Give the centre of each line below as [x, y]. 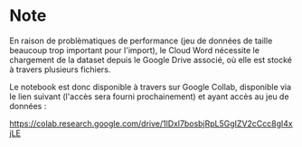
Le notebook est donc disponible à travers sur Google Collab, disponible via [151, 87]
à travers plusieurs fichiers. [60, 69]
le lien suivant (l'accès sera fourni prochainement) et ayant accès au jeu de [149, 96]
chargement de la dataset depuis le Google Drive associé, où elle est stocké [151, 60]
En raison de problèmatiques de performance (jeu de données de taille [141, 41]
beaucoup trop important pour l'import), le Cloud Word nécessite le [135, 50]
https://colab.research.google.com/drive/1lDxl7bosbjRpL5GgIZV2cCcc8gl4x [151, 124]
